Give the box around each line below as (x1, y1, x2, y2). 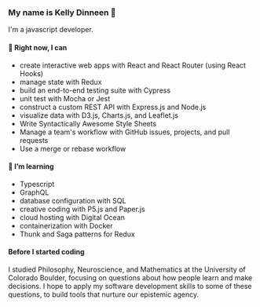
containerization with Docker (19, 221, 113, 230)
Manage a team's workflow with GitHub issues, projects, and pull (19, 127, 230, 137)
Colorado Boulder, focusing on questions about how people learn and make (8, 272, 253, 282)
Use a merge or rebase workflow (19, 144, 126, 153)
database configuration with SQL (19, 196, 126, 205)
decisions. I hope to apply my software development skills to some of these (8, 281, 252, 291)
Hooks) (19, 68, 44, 78)
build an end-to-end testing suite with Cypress (19, 86, 171, 95)
